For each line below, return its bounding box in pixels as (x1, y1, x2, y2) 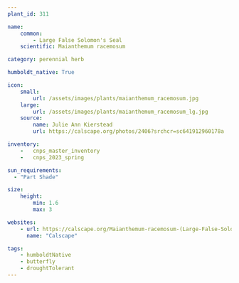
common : (20, 30, 43, 37)
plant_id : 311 (7, 10, 50, 18)
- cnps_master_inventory (20, 147, 100, 154)
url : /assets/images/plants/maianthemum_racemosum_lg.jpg (33, 108, 208, 115)
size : (7, 186, 23, 193)
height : (20, 193, 43, 200)
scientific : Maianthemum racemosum (20, 43, 126, 50)
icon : (7, 82, 23, 89)
